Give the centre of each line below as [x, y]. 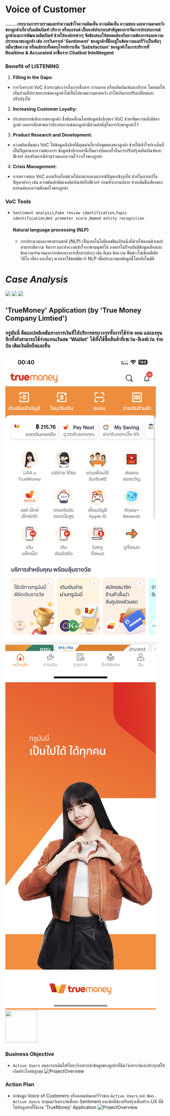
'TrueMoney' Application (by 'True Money [73, 310]
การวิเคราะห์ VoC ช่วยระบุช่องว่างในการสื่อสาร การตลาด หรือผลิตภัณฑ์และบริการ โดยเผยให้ [89, 87]
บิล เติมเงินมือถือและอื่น [28, 345]
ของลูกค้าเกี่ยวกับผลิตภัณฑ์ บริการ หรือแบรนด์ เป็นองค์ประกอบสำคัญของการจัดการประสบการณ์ [83, 30]
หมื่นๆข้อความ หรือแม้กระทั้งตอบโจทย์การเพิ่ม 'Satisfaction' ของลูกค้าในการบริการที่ [77, 47]
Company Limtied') [36, 318]
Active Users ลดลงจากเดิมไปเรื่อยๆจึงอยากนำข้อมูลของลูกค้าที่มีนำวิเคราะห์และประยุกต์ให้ [89, 1065]
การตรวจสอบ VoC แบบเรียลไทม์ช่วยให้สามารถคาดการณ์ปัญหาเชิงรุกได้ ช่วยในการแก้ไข [85, 176]
